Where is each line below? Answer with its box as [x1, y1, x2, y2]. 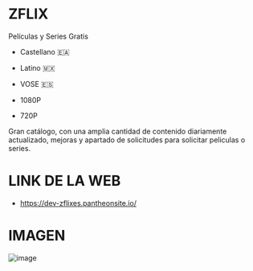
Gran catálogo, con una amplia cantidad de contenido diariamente [8, 126, 227, 136]
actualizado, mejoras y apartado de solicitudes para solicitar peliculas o [8, 134, 246, 145]
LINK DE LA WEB [8, 172, 121, 190]
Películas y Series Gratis [8, 31, 88, 41]
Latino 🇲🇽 [19, 63, 55, 72]
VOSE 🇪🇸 [19, 79, 54, 88]
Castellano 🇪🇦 [19, 47, 70, 56]
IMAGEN [8, 227, 66, 245]
